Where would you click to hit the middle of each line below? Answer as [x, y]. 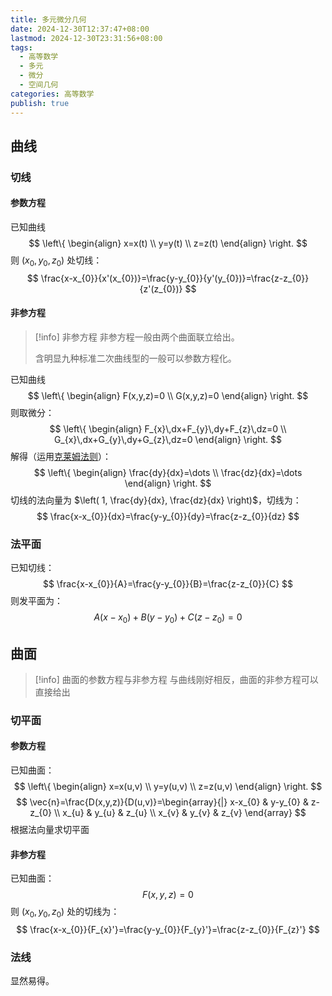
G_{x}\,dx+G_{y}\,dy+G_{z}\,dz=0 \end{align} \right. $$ [168, 440]
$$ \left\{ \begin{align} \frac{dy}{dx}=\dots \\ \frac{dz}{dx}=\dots [168, 473]
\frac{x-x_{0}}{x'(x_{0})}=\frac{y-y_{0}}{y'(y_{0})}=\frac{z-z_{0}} [175, 278]
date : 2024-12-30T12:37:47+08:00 [80, 29]
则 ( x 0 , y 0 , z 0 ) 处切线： [56, 261]
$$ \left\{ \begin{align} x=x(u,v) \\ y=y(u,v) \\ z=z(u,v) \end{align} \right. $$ [168, 787]
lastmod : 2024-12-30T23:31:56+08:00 [86, 38]
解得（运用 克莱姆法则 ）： [61, 457]
